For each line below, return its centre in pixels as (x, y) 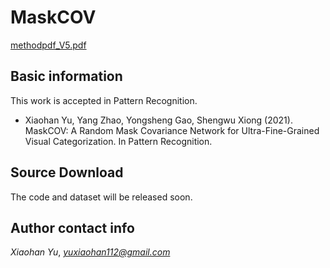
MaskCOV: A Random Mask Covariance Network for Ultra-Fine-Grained (172, 130)
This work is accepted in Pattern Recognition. (104, 100)
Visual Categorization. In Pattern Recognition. (118, 141)
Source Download (67, 172)
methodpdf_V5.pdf (48, 45)
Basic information (66, 76)
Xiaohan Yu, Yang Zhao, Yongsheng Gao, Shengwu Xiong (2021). (158, 120)
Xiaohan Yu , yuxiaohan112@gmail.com (90, 252)
